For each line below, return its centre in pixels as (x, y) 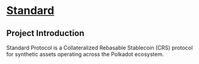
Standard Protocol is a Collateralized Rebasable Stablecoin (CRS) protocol (99, 48)
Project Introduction (45, 33)
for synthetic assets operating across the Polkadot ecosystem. (85, 54)
